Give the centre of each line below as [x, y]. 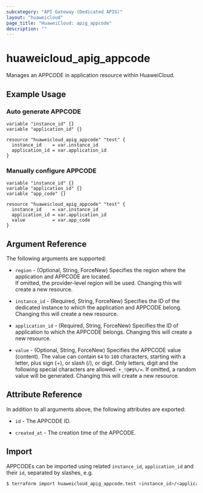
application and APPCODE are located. [63, 276]
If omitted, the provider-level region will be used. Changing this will [98, 283]
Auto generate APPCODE [44, 111]
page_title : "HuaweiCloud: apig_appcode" [59, 23]
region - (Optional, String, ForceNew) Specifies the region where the [100, 270]
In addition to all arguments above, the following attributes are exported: [96, 409]
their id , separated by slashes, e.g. [50, 472]
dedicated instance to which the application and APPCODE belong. [98, 307]
